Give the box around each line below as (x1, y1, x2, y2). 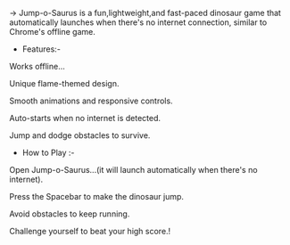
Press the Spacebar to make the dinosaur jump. (9, 192, 185, 201)
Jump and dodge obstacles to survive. (9, 130, 151, 141)
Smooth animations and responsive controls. (9, 95, 173, 106)
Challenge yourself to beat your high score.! (9, 226, 171, 236)
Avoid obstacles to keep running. (9, 208, 130, 219)
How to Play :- (21, 147, 75, 158)
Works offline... (9, 61, 65, 71)
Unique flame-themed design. (9, 78, 120, 88)
